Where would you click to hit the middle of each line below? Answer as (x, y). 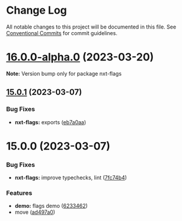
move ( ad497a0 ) (35, 212)
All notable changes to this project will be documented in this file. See (91, 27)
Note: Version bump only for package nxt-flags (64, 73)
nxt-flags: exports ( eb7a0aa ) (50, 122)
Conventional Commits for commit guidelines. (62, 33)
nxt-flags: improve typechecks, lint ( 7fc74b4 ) (71, 178)
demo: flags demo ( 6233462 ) (51, 206)
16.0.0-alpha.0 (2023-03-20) (80, 57)
